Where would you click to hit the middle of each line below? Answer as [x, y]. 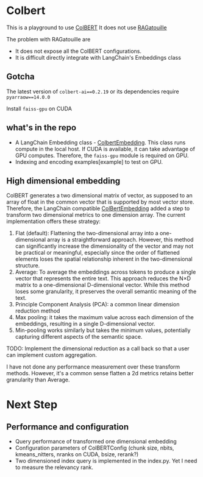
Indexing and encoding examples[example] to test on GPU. [89, 161]
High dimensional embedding [63, 181]
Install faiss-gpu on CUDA [39, 108]
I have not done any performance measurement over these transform [93, 367]
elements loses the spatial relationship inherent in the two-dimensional [104, 259]
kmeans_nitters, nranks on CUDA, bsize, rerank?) [77, 454]
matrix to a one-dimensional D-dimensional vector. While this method [102, 285]
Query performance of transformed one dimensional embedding [96, 442]
